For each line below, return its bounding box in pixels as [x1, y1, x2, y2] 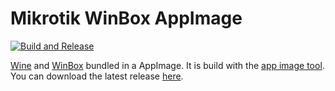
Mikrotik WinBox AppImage [10, 7, 243, 30]
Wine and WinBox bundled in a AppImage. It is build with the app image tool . [10, 59, 325, 71]
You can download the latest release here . [10, 70, 184, 82]
